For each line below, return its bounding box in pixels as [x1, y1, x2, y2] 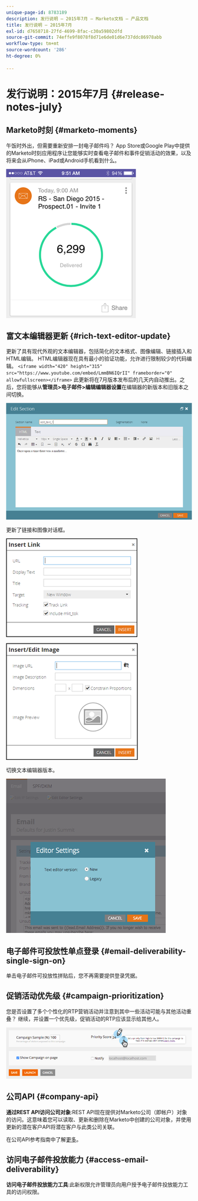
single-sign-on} [6, 955, 66, 965]
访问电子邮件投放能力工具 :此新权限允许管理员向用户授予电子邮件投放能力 [6, 1181, 184, 1188]
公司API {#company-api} [6, 1092, 99, 1102]
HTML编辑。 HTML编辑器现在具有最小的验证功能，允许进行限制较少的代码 [6, 355, 187, 363]
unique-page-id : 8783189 [6, 9, 67, 15]
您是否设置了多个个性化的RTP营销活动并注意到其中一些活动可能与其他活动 [6, 1007, 187, 1015]
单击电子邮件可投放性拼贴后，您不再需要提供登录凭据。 [6, 972, 140, 980]
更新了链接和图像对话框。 [6, 526, 68, 534]
